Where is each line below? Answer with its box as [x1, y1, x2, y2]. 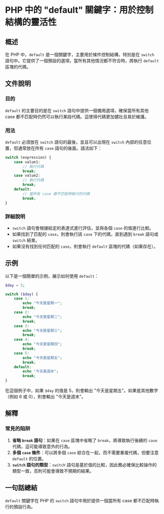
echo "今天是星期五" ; [23, 355, 62, 360]
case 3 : [14, 324, 29, 328]
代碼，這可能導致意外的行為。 [12, 444, 72, 449]
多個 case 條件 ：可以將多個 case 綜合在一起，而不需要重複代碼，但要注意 [12, 449, 159, 455]
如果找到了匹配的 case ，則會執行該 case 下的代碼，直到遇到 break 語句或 [12, 231, 159, 237]
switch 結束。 [12, 237, 40, 243]
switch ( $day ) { [5, 292, 38, 297]
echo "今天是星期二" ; [23, 314, 62, 319]
